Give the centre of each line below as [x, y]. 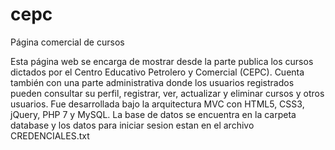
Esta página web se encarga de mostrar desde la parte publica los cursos [162, 61]
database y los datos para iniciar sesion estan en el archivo [132, 125]
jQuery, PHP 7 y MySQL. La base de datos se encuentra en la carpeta [153, 114]
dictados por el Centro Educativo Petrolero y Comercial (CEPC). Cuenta [157, 72]
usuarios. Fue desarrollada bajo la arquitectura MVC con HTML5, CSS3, [157, 104]
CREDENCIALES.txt [50, 135]
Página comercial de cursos [67, 42]
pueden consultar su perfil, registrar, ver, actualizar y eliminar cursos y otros [167, 93]
